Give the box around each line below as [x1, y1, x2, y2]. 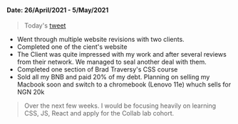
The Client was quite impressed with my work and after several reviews [16, 50, 227, 59]
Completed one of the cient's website [16, 43, 128, 51]
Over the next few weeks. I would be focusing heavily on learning [24, 101, 217, 110]
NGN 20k [16, 88, 45, 96]
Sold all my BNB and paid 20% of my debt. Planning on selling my [16, 73, 210, 81]
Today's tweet [24, 21, 66, 30]
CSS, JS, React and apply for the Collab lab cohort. [24, 109, 175, 118]
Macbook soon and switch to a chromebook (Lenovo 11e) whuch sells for [16, 80, 232, 89]
